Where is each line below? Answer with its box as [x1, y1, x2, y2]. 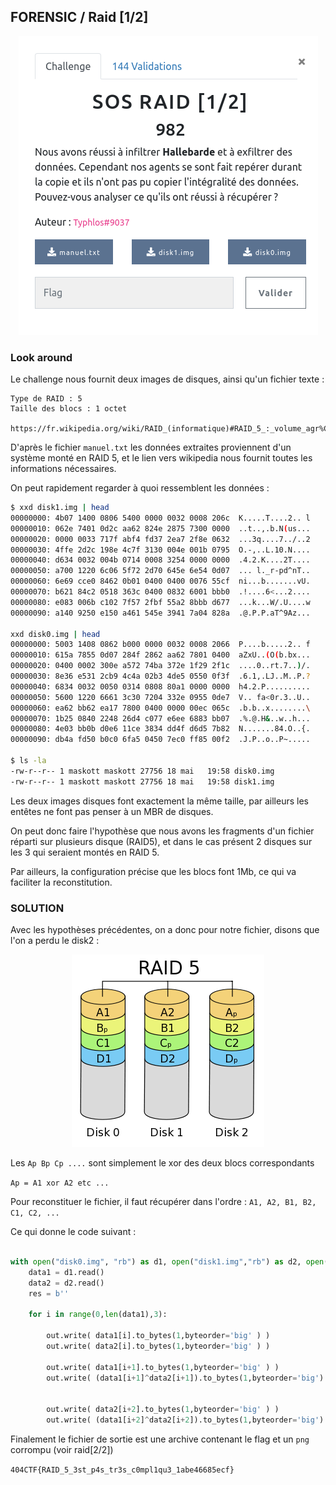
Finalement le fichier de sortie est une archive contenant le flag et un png [10, 1433, 310, 1445]
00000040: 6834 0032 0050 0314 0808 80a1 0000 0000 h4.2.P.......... [10, 681, 311, 692]
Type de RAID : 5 [10, 394, 83, 404]
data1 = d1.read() [28, 1267, 105, 1277]
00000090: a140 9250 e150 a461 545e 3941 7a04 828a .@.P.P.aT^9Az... [10, 608, 311, 618]
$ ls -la [10, 756, 47, 766]
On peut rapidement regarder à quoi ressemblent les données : [10, 482, 270, 494]
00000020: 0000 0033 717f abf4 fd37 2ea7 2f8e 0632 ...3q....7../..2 [10, 534, 311, 544]
